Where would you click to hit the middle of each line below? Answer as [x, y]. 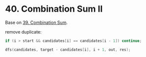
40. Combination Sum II [54, 9]
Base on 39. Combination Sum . [36, 22]
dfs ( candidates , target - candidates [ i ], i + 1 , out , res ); [68, 50]
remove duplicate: [23, 32]
